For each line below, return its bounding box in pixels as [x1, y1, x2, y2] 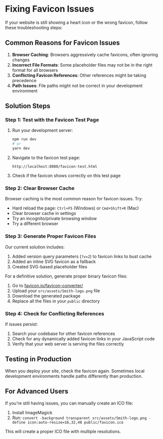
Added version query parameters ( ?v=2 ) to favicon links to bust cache [12, 253, 152, 259]
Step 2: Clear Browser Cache [5, 185, 74, 192]
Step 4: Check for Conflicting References [5, 310, 105, 317]
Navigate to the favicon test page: [12, 155, 80, 161]
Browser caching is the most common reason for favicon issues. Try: [5, 196, 143, 202]
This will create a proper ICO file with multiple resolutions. [5, 428, 121, 434]
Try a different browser [12, 221, 58, 227]
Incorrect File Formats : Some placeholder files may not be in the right [12, 62, 153, 68]
